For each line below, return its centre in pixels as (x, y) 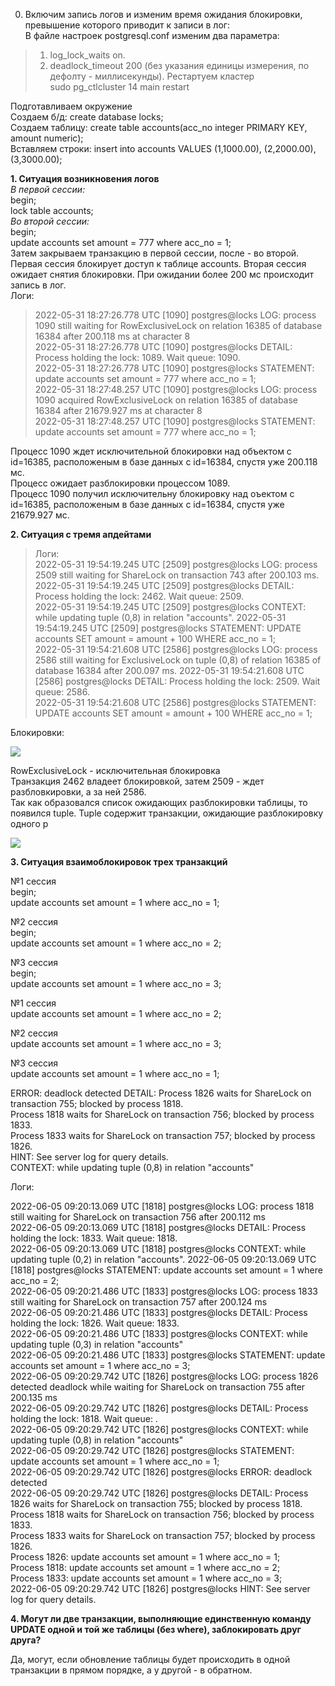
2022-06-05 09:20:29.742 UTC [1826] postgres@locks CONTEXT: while (159, 1429)
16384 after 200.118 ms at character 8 (112, 336)
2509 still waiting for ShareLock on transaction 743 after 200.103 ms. (177, 575)
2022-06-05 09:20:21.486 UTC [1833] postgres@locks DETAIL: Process (159, 1312)
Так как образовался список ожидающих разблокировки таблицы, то (159, 802)
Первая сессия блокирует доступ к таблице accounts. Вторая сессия (158, 263)
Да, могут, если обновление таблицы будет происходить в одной (150, 1659)
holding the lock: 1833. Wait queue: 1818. (94, 1238)
